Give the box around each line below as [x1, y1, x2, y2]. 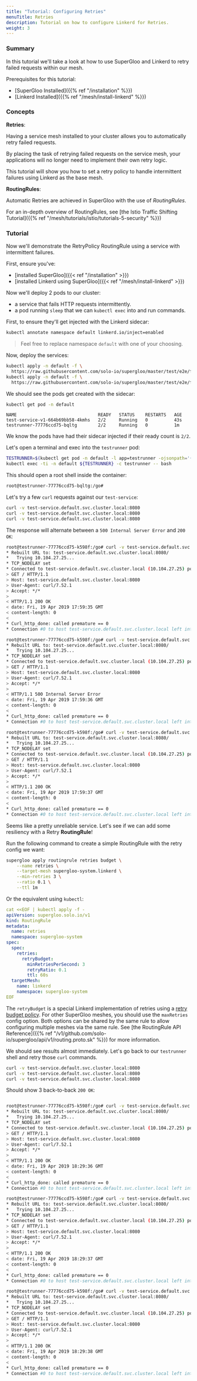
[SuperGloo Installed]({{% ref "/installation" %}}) [14, 86, 133, 94]
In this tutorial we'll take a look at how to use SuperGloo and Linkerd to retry [6, 58, 189, 65]
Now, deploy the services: [6, 352, 69, 359]
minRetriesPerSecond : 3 [27, 961, 85, 968]
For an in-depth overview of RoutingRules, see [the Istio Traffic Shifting [6, 208, 178, 215]
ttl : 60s [27, 972, 49, 978]
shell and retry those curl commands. [6, 1053, 98, 1060]
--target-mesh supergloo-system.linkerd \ [16, 868, 122, 874]
